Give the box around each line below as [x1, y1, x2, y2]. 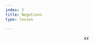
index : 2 [5, 7, 24, 13]
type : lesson [5, 17, 33, 22]
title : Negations [5, 12, 43, 17]
